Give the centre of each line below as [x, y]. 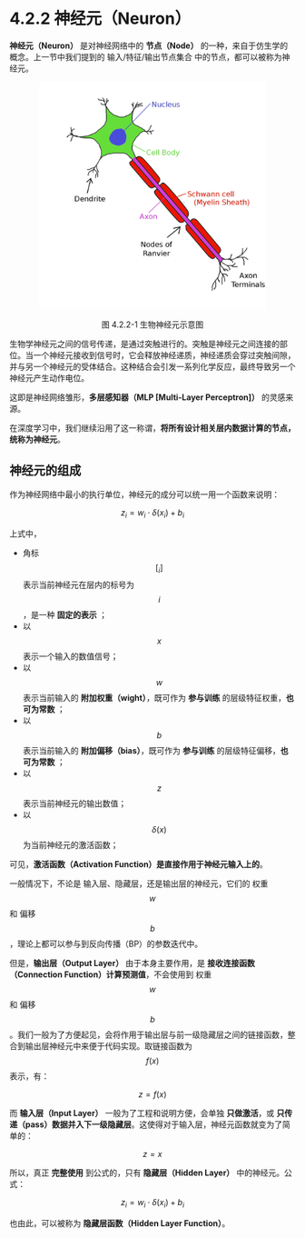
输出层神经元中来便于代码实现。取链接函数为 [108, 1046]
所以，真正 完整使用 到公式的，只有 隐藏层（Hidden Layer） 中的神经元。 [147, 1173]
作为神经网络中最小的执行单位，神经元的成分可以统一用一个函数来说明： [144, 494]
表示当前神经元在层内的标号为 [78, 585]
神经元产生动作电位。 [49, 377]
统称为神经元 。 [37, 439]
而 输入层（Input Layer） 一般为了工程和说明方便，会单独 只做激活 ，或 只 [147, 1113]
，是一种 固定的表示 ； [64, 615]
